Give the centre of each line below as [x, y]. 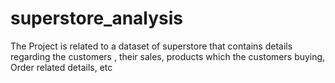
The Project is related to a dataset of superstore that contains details [151, 46]
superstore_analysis [97, 18]
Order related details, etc [61, 67]
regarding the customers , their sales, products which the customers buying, [168, 56]
